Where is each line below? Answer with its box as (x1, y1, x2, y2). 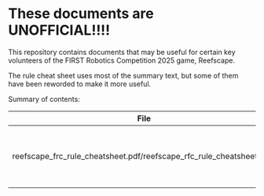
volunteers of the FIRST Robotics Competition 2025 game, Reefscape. (8, 56, 236, 65)
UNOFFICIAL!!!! (8, 21, 111, 39)
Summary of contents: (8, 94, 80, 103)
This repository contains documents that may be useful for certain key (8, 47, 236, 56)
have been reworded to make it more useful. (8, 79, 152, 89)
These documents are (8, 5, 155, 23)
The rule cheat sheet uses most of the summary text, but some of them (8, 71, 239, 80)
